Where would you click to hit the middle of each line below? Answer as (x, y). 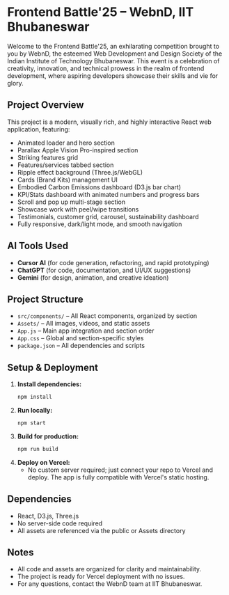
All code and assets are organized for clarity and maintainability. (109, 569)
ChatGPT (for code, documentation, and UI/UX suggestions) (104, 270)
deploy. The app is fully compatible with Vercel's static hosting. (118, 477)
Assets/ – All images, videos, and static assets (84, 324)
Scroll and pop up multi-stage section (71, 202)
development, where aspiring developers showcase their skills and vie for (113, 76)
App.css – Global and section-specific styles (80, 338)
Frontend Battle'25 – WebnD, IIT (101, 12)
